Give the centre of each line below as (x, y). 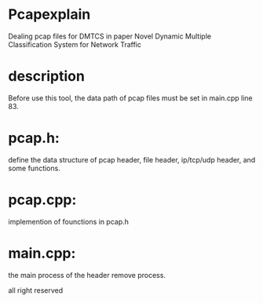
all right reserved (36, 290)
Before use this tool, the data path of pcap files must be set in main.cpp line (130, 98)
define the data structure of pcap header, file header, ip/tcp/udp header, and (132, 159)
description (46, 77)
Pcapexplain (49, 15)
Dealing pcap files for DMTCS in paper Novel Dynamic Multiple (110, 36)
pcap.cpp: (42, 200)
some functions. (34, 168)
